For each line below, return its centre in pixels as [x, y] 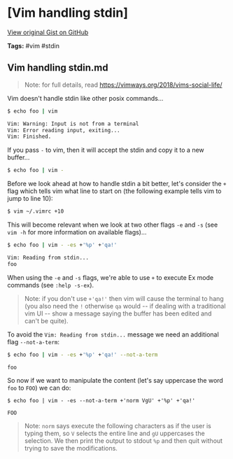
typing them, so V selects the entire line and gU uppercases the [114, 433]
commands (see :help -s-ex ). [51, 285]
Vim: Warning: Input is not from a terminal [73, 124]
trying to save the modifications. [71, 449]
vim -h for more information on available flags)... [77, 232]
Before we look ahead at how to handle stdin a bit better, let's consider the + [117, 184]
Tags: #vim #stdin [34, 45]
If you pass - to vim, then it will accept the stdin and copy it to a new [106, 150]
